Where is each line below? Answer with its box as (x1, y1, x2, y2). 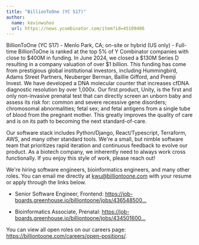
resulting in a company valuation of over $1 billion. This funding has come (6, 61, 187, 68)
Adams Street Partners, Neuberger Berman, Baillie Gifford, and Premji (6, 73, 176, 80)
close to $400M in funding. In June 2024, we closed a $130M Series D (6, 54, 179, 61)
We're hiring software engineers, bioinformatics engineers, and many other (6, 166, 190, 173)
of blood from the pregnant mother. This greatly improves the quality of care (6, 111, 193, 119)
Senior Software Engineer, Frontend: (14, 190, 104, 197)
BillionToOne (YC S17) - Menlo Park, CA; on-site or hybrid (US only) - (6, 42, 175, 49)
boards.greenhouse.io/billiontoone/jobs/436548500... (14, 197, 147, 204)
